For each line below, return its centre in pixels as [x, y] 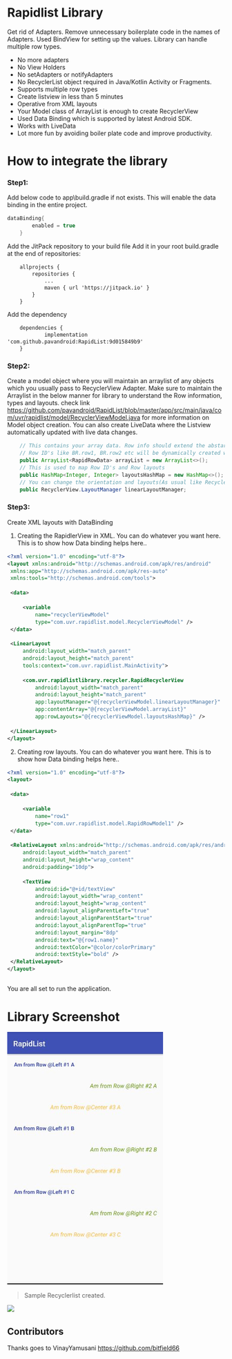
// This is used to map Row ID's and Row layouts [93, 467]
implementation [66, 335]
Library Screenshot [64, 1017]
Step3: [19, 507]
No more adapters [43, 59]
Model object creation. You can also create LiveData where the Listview [109, 425]
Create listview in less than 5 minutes [70, 96]
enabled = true [54, 226]
